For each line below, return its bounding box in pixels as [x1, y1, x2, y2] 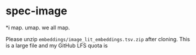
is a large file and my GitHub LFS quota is [5, 42, 108, 49]
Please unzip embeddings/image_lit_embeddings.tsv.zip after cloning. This [5, 35, 191, 42]
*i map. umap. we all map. [5, 24, 70, 31]
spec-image [5, 4, 67, 18]
